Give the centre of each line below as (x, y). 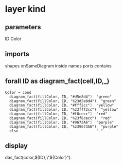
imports (17, 54)
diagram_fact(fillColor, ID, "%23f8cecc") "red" (61, 118)
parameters (23, 27)
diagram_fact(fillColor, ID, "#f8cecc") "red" (59, 114)
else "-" (56, 131)
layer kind (26, 9)
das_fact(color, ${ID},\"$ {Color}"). (38, 158)
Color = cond (18, 92)
